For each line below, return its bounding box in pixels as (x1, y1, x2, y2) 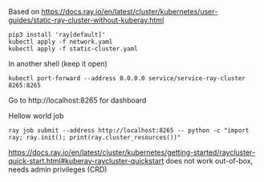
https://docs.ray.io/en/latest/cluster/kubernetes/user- (41, 7, 218, 16)
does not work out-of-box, (165, 156, 254, 165)
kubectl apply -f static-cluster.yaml (8, 45, 138, 53)
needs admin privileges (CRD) (8, 164, 108, 174)
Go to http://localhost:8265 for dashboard (8, 95, 147, 105)
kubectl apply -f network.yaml (8, 38, 113, 46)
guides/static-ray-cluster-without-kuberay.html (8, 15, 164, 25)
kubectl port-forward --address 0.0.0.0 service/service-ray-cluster (8, 75, 246, 83)
